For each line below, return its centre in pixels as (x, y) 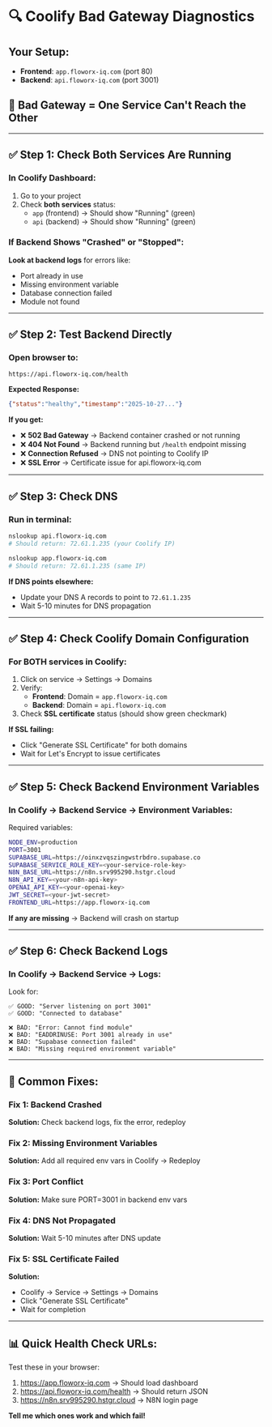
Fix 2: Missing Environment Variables (83, 1144)
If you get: (26, 420)
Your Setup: (39, 51)
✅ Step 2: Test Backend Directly (90, 335)
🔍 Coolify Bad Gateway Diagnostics (132, 17)
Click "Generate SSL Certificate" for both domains (104, 745)
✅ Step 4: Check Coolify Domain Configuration (129, 639)
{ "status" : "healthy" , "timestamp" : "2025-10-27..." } (96, 404)
